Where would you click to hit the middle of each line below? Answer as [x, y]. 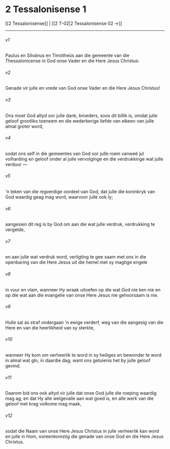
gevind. [13, 365]
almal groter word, [24, 126]
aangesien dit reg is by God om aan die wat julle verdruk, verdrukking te [80, 224]
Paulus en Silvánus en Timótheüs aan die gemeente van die [68, 55]
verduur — [16, 164]
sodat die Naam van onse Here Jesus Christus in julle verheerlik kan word [82, 431]
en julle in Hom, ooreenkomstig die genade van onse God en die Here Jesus [84, 436]
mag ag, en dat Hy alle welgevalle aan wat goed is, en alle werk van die [79, 398]
